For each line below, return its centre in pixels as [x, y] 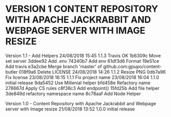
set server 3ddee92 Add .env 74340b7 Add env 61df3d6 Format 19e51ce [82, 61]
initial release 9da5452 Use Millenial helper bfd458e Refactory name [78, 83]
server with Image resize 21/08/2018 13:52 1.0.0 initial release [70, 109]
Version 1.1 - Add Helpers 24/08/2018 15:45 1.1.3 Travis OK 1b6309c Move [83, 55]
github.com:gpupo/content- [132, 66]
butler [12, 72]
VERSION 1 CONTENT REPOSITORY [82, 9]
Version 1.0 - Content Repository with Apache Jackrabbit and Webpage [81, 103]
